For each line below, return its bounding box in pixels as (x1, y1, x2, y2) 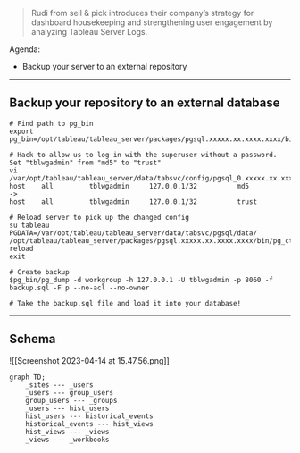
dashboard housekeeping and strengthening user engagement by (30, 17, 273, 28)
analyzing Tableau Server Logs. (30, 27, 148, 37)
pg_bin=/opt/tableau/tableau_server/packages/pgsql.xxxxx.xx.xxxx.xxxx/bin (9, 134, 297, 144)
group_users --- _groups (25, 396, 118, 405)
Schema (9, 331, 56, 347)
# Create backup (9, 267, 70, 276)
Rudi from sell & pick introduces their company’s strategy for (30, 8, 254, 18)
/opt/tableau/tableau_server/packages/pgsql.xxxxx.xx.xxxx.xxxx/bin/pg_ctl (9, 236, 297, 245)
